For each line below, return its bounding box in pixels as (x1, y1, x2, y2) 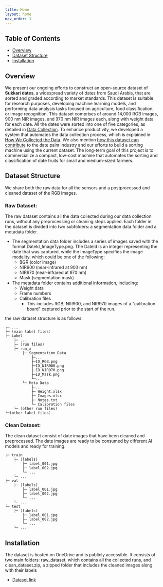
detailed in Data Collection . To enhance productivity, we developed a (5, 127, 143, 132)
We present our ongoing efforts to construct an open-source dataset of (5, 85, 148, 90)
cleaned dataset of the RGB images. (5, 190, 77, 196)
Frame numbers (19, 291, 52, 296)
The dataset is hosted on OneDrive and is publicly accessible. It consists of (5, 552, 156, 558)
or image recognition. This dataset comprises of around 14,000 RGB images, (5, 111, 158, 116)
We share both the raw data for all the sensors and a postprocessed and (5, 184, 150, 191)
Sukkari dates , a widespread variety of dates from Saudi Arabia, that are (5, 90, 151, 96)
